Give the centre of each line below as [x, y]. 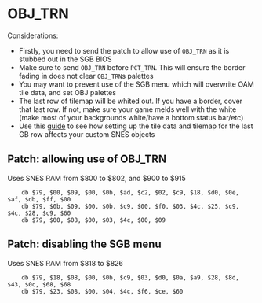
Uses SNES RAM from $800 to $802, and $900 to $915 [96, 178]
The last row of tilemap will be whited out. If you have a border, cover [131, 101]
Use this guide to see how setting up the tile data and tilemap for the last [136, 126]
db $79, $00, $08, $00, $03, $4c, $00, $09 [94, 220]
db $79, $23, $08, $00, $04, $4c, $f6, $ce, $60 [102, 291]
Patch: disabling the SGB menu [84, 244]
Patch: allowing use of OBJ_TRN [87, 159]
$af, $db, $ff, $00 [39, 199]
